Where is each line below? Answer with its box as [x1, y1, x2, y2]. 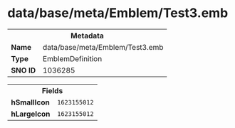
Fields [41, 85, 63, 95]
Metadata [70, 31, 105, 41]
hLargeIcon [11, 109, 51, 119]
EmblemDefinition [42, 53, 103, 63]
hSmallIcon [11, 97, 50, 107]
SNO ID [11, 65, 36, 75]
